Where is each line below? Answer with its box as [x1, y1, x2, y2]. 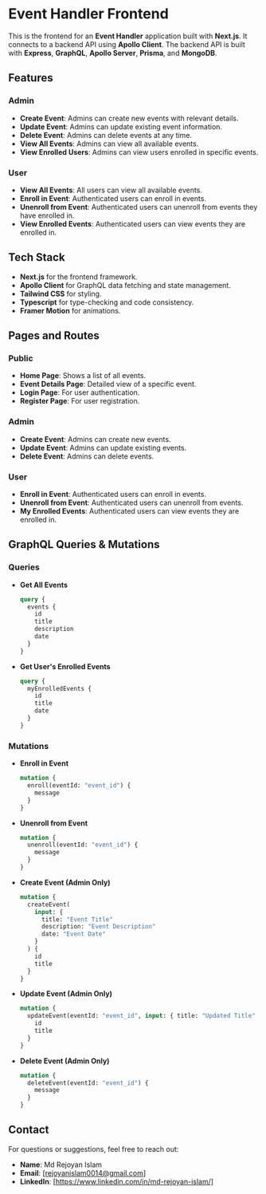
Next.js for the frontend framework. [19, 272, 138, 282]
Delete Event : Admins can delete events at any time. [19, 130, 193, 140]
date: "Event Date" [41, 930, 106, 938]
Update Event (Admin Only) [19, 989, 113, 999]
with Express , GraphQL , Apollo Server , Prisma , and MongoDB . [8, 48, 217, 57]
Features [8, 71, 53, 85]
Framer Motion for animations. [19, 305, 121, 315]
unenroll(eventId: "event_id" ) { [27, 841, 139, 849]
